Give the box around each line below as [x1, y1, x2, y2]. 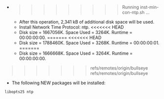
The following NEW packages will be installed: [11, 80, 106, 86]
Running [122, 4, 139, 10]
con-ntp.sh [122, 9, 145, 15]
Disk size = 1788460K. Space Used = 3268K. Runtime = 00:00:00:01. [19, 40, 160, 46]
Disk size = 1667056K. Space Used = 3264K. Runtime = [19, 30, 132, 35]
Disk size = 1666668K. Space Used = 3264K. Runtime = [19, 50, 133, 56]
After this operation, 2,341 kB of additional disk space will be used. [19, 19, 155, 25]
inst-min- [139, 4, 159, 10]
